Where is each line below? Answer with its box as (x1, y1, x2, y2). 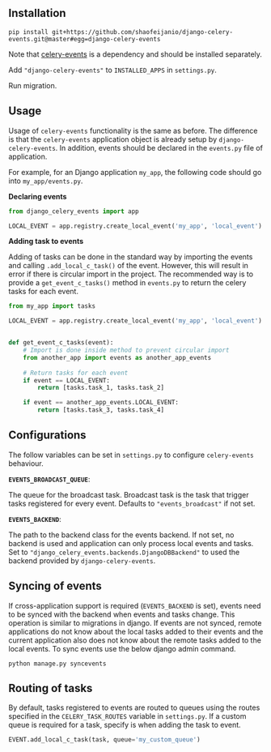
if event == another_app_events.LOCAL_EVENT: (23, 399, 180, 407)
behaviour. (8, 458, 44, 468)
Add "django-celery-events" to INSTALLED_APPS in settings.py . (8, 65, 217, 75)
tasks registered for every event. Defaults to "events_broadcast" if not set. (8, 498, 256, 508)
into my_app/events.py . (8, 176, 83, 186)
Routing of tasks (8, 681, 93, 695)
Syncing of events (8, 579, 103, 593)
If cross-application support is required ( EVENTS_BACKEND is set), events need (8, 600, 261, 610)
